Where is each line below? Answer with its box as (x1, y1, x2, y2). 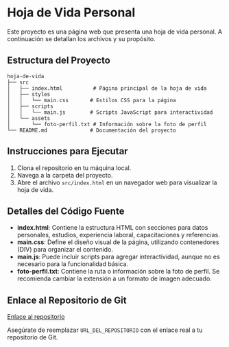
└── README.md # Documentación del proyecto (7, 127, 176, 134)
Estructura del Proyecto (7, 55, 111, 67)
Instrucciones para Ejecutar (7, 145, 128, 157)
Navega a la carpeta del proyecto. (16, 171, 113, 179)
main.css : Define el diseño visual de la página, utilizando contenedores (16, 238, 219, 246)
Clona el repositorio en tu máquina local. (16, 163, 132, 172)
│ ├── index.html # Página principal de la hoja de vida (7, 84, 207, 92)
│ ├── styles (7, 91, 51, 97)
